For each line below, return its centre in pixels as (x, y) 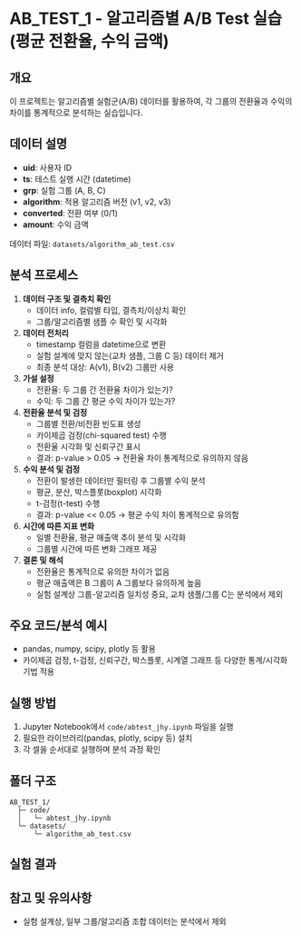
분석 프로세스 (44, 275)
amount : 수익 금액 (55, 224)
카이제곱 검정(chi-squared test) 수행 (102, 435)
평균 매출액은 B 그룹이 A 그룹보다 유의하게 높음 (119, 583)
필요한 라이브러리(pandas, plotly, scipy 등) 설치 (107, 738)
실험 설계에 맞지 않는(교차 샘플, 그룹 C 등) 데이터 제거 (130, 355)
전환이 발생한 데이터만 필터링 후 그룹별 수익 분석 (121, 480)
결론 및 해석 (43, 560)
